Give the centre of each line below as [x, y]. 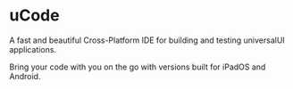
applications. [33, 49]
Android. [25, 76]
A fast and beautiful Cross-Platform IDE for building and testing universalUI [147, 40]
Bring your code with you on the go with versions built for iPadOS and [138, 67]
